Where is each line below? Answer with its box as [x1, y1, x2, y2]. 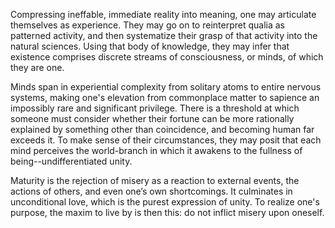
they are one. [10, 62, 65, 73]
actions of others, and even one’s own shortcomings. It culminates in [10, 185, 293, 197]
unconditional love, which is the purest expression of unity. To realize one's [10, 196, 320, 208]
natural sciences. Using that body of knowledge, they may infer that [10, 40, 290, 52]
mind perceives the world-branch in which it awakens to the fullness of [10, 145, 303, 156]
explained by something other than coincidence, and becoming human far [10, 124, 315, 135]
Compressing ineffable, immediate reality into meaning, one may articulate [10, 9, 317, 20]
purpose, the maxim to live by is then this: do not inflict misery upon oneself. [10, 207, 325, 218]
